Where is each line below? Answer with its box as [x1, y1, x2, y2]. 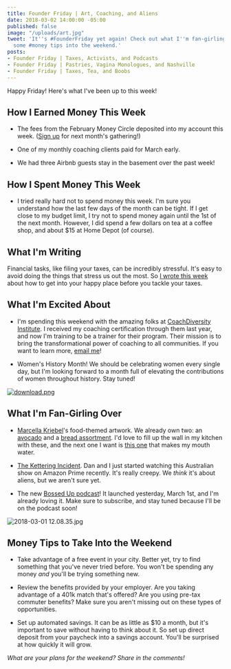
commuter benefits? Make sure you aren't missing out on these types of [16, 598, 221, 606]
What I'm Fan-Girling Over [7, 407, 122, 420]
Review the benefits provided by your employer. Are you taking [16, 583, 196, 592]
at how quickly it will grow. [16, 641, 92, 649]
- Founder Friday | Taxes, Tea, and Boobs [7, 67, 131, 74]
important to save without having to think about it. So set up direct [16, 626, 205, 634]
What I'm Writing [7, 246, 81, 258]
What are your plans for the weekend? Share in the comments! [7, 654, 185, 662]
